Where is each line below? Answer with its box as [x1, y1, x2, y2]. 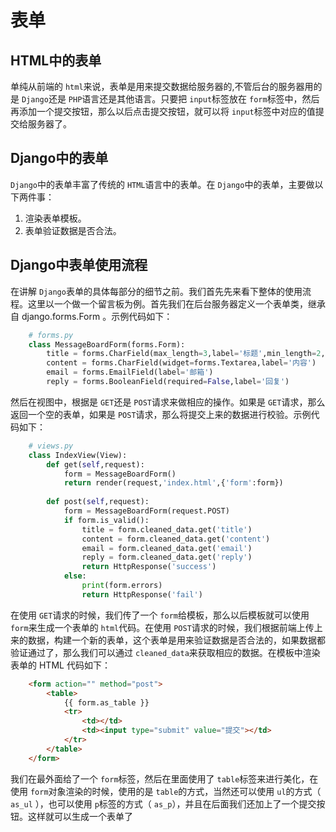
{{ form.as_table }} [63, 697, 150, 708]
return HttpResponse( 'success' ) [81, 562, 217, 572]
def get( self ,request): [46, 459, 145, 470]
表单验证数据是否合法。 [24, 224, 122, 236]
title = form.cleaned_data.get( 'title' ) [81, 524, 253, 535]
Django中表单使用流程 [10, 257, 148, 274]
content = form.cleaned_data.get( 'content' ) [81, 534, 271, 544]
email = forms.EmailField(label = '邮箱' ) [46, 367, 214, 378]
